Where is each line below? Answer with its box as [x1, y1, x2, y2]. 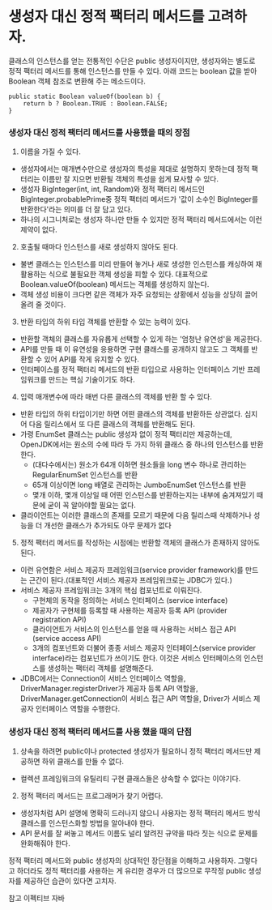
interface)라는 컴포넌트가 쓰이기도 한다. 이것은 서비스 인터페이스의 [32, 653, 243, 663]
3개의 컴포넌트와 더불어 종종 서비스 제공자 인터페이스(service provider [32, 643, 257, 653]
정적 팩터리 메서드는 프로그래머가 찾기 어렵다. [19, 791, 164, 801]
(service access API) [32, 634, 102, 643]
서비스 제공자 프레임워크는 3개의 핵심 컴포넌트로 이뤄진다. [19, 585, 202, 596]
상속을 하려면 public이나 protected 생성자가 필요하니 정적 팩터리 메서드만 [19, 746, 253, 756]
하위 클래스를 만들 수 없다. [41, 756, 124, 766]
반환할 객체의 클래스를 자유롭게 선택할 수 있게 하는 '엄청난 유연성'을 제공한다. [19, 334, 262, 344]
